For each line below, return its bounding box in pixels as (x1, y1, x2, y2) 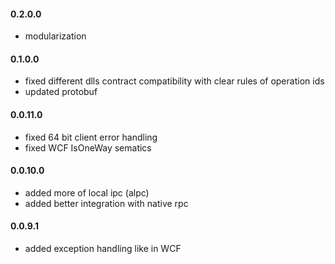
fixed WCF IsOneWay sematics (24, 141, 152, 154)
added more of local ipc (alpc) (24, 186, 150, 199)
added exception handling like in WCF (24, 243, 182, 255)
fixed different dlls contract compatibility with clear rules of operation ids (24, 75, 325, 87)
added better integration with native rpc (24, 197, 189, 209)
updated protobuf (24, 86, 98, 98)
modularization (24, 30, 87, 42)
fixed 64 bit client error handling (24, 131, 158, 143)
